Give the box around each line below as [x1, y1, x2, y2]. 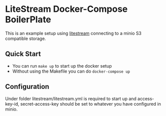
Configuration [5, 82, 50, 91]
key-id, [5, 101, 20, 107]
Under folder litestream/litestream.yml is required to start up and [5, 95, 137, 102]
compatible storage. [5, 36, 46, 41]
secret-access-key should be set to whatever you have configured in [20, 101, 161, 107]
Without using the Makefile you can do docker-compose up [12, 68, 130, 74]
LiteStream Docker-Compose [5, 3, 128, 15]
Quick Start [5, 50, 41, 58]
